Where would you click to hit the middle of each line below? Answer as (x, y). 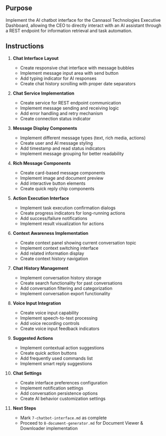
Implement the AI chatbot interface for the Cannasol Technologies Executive (83, 20)
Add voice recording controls (50, 323)
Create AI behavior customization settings (63, 398)
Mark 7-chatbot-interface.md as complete (63, 418)
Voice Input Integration (37, 303)
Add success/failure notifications (54, 218)
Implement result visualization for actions (62, 223)
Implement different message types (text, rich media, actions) (83, 138)
